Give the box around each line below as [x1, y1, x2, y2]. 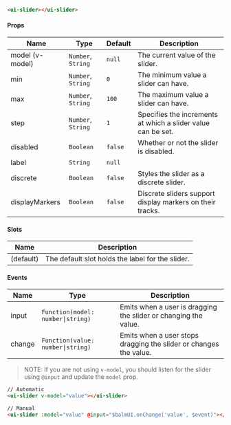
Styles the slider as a [137, 169, 205, 179]
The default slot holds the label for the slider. [45, 254, 190, 264]
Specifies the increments [137, 110, 219, 120]
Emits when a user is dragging [120, 303, 218, 312]
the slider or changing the [120, 311, 203, 320]
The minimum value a [137, 70, 208, 80]
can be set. [137, 127, 174, 137]
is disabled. [137, 146, 175, 156]
